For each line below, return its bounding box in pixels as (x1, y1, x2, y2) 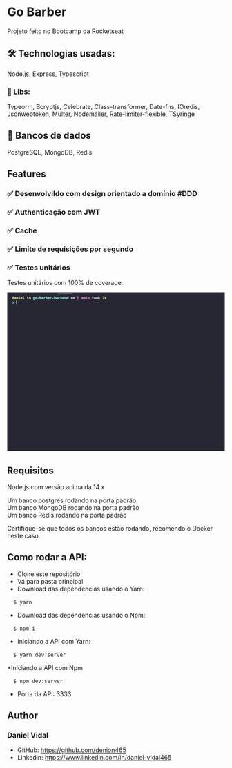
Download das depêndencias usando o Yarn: (17, 584, 145, 593)
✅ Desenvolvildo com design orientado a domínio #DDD (7, 189, 198, 199)
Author (7, 710, 38, 722)
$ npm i (13, 625, 36, 632)
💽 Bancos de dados (7, 130, 91, 141)
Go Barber (7, 4, 67, 20)
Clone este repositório (17, 570, 81, 578)
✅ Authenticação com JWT (7, 208, 101, 217)
